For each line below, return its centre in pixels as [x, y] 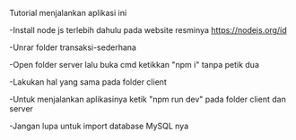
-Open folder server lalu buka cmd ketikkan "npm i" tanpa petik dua [135, 65]
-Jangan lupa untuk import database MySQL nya [99, 126]
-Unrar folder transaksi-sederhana [73, 47]
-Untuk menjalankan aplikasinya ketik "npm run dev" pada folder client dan [148, 99]
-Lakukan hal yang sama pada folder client [88, 82]
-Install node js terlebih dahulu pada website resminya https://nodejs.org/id [148, 30]
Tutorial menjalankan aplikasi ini [68, 13]
